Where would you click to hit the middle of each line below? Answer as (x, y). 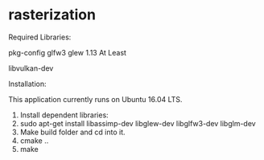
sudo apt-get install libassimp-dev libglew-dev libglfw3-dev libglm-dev (138, 123)
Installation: (27, 84)
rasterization (52, 15)
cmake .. (34, 140)
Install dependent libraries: (64, 115)
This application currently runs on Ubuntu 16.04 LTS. (95, 99)
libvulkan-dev (31, 68)
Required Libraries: (40, 37)
